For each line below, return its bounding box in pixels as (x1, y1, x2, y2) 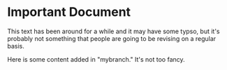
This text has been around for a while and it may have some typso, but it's (7, 27, 220, 35)
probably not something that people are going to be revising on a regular (7, 34, 217, 42)
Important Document (7, 4, 131, 20)
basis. (7, 42, 24, 50)
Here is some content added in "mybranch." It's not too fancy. (7, 55, 185, 63)
